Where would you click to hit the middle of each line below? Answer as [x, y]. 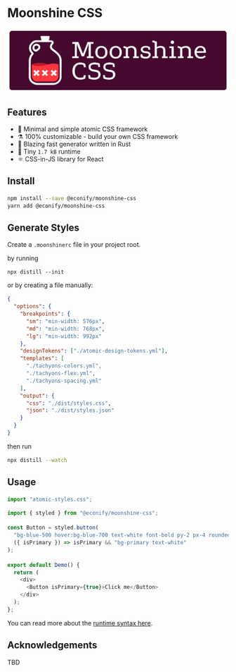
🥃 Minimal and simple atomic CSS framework [83, 129]
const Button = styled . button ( [53, 528]
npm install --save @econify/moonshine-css [72, 198]
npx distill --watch [38, 460]
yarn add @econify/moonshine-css [56, 206]
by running [23, 258]
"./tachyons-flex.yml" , [61, 374]
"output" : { [37, 396]
